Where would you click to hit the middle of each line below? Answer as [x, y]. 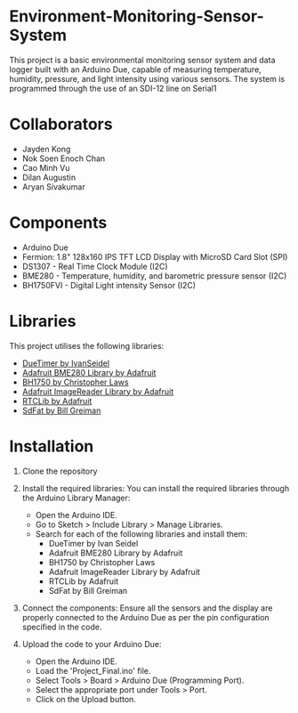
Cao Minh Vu [46, 167]
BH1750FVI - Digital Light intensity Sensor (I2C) [109, 285]
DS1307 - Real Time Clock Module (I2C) [95, 266]
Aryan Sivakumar [54, 186]
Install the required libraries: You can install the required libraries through [156, 488]
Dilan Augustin [49, 177]
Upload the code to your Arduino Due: [92, 644]
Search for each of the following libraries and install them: [141, 534]
